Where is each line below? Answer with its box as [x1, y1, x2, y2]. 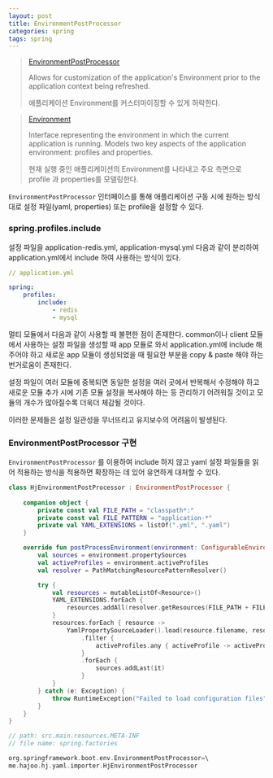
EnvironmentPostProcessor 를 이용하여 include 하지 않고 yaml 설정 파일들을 [8, 457, 250, 467]
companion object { [23, 498, 89, 507]
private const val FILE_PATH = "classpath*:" [37, 506, 195, 514]
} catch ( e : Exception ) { [37, 687, 126, 695]
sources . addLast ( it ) [95, 664, 165, 672]
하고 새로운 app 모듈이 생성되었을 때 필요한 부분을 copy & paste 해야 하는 [29, 349, 264, 359]
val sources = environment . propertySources [37, 551, 187, 560]
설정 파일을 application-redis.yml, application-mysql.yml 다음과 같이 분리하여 [8, 242, 259, 252]
